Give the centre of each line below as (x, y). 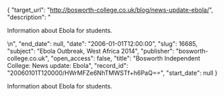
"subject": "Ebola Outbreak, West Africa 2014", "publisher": (91, 51)
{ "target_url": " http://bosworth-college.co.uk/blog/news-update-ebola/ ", (110, 10)
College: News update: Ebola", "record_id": (68, 65)
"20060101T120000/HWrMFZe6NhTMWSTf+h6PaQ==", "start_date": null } (112, 73)
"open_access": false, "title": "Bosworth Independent (125, 58)
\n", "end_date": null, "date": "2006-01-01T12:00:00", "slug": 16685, (102, 44)
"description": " (29, 17)
